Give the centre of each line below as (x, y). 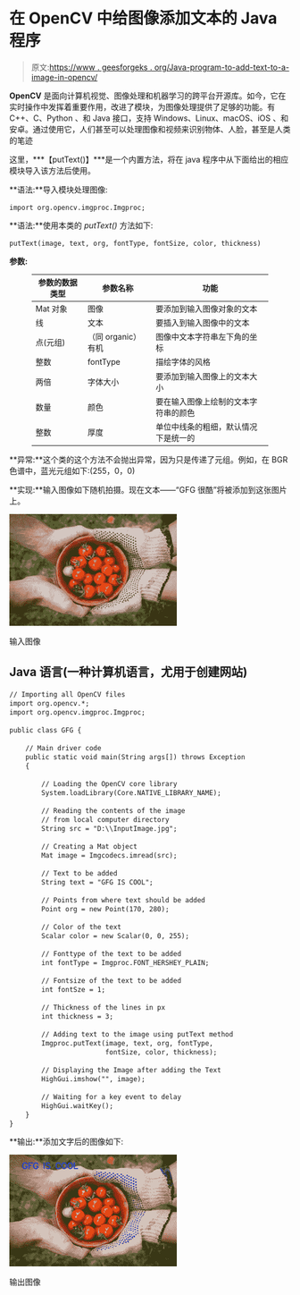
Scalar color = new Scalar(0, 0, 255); (116, 935)
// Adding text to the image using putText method (137, 1034)
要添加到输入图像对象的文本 (207, 309)
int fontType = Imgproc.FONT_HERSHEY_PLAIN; (125, 962)
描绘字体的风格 (183, 362)
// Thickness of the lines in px (104, 1007)
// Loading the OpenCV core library (109, 783)
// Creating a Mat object (90, 846)
